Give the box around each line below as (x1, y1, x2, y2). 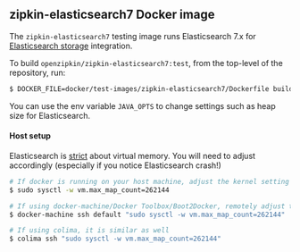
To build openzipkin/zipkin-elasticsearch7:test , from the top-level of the (9, 57, 283, 68)
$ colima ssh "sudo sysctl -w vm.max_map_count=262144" (9, 234, 221, 244)
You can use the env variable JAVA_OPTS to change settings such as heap (9, 100, 277, 111)
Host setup (9, 130, 52, 141)
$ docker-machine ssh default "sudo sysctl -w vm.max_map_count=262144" (9, 210, 286, 219)
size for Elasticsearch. (9, 110, 91, 121)
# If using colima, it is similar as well (9, 226, 170, 235)
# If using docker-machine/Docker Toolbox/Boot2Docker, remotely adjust (9, 201, 286, 211)
